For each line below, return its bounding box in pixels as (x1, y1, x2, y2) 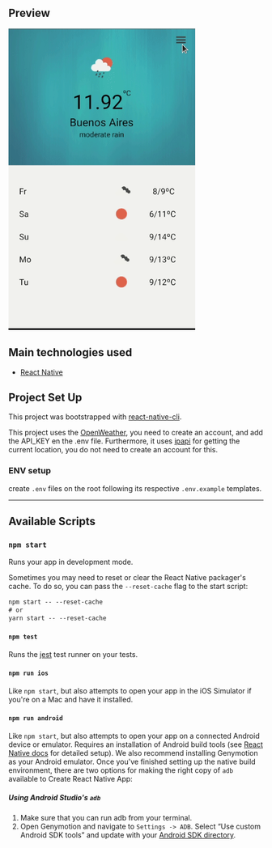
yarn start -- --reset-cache (8, 614, 107, 622)
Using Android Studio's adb (8, 792, 101, 802)
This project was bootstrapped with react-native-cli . (8, 412, 182, 422)
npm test (8, 633, 38, 642)
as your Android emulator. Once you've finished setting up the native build (8, 757, 257, 767)
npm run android (8, 714, 63, 723)
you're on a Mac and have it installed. (8, 694, 134, 704)
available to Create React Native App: (8, 774, 134, 784)
